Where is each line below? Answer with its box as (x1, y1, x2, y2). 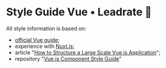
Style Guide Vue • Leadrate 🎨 (6, 5, 152, 19)
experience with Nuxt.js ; (14, 43, 75, 50)
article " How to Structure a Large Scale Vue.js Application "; (14, 48, 161, 56)
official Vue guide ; (14, 36, 60, 43)
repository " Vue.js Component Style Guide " (14, 55, 122, 62)
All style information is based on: (6, 25, 87, 32)
